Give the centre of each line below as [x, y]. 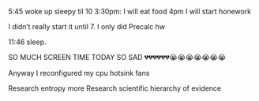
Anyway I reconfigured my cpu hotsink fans [79, 73]
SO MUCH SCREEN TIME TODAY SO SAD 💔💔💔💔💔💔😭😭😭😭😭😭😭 [117, 57]
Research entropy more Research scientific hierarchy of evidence [115, 88]
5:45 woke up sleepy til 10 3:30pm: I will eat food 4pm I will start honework [130, 11]
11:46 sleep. [27, 42]
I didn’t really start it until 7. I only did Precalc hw [87, 26]
